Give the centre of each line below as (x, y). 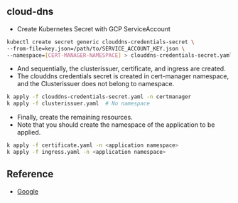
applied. (29, 132)
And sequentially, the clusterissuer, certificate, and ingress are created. (121, 69)
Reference (30, 174)
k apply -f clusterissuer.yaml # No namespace (79, 104)
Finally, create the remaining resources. (75, 118)
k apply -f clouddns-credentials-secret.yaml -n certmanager (99, 97)
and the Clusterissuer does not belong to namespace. (96, 84)
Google (28, 191)
